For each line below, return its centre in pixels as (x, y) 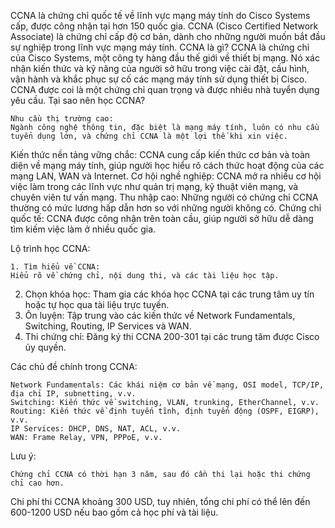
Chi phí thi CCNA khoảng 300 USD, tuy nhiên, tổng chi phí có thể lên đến (160, 501)
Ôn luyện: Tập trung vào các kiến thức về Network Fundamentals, (160, 315)
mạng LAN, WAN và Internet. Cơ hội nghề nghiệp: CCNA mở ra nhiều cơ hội (166, 176)
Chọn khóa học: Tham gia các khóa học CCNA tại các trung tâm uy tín (169, 294)
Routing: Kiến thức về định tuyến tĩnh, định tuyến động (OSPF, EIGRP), (165, 411)
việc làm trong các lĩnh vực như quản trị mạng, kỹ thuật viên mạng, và (154, 186)
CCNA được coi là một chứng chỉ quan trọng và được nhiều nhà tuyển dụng (165, 89)
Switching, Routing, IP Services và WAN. (108, 326)
